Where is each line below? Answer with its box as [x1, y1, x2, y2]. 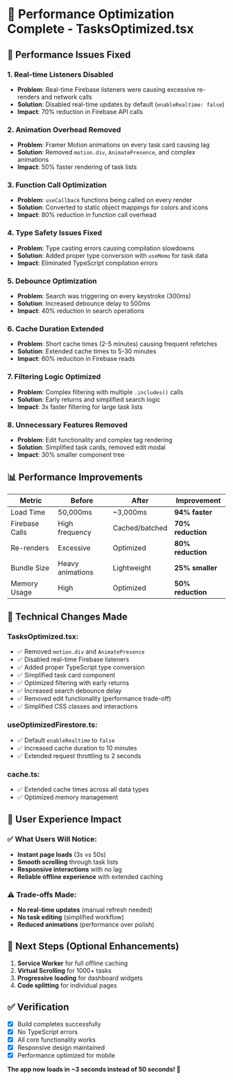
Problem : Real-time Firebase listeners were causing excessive [17, 85, 196, 93]
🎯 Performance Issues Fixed [7, 49, 131, 61]
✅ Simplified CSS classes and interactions [17, 702, 138, 711]
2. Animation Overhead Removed [7, 124, 121, 134]
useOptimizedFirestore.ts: [7, 720, 98, 730]
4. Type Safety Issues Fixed [7, 228, 103, 238]
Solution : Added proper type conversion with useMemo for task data [17, 251, 208, 259]
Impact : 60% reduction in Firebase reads [17, 355, 135, 363]
